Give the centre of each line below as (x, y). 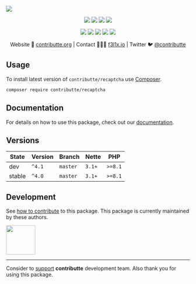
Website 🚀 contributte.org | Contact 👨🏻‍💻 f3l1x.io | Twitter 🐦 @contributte (98, 44)
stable (17, 176)
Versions (23, 140)
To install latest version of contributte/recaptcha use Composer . (84, 79)
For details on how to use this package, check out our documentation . (90, 122)
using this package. (30, 275)
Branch (69, 157)
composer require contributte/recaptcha (56, 90)
